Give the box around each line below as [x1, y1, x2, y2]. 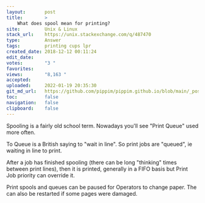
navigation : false [6, 99, 59, 105]
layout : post [6, 9, 56, 15]
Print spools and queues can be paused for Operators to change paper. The [6, 183, 197, 191]
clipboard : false [6, 105, 59, 112]
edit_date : [6, 54, 34, 60]
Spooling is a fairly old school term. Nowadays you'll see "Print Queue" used [6, 122, 199, 129]
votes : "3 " [6, 60, 56, 66]
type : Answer [6, 37, 62, 43]
